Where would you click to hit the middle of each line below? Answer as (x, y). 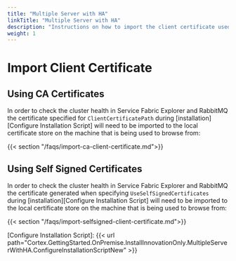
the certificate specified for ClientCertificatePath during (91, 118)
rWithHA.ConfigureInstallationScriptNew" (67, 250)
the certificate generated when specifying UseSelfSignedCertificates (108, 193)
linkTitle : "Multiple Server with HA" (64, 20)
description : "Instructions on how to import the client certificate (111, 27)
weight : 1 (22, 33)
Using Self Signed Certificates (75, 169)
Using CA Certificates (56, 94)
